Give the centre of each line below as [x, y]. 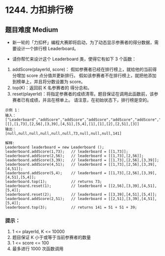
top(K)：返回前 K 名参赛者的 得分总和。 [52, 88]
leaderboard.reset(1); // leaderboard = [56, 186]
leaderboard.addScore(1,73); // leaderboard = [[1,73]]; [67, 152]
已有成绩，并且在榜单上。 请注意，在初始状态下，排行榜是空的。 [86, 100]
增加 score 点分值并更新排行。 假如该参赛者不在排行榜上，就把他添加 [86, 76]
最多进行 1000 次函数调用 [38, 249]
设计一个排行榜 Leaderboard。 [47, 49]
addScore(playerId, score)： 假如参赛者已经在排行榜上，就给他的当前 [82, 69]
